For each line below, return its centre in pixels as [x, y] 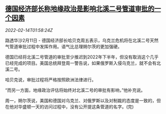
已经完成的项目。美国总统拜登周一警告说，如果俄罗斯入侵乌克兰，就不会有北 [83, 63]
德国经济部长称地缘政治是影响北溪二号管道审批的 [80, 9]
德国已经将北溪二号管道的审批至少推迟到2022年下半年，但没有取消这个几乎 [82, 57]
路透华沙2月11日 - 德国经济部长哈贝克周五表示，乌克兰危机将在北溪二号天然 [82, 40]
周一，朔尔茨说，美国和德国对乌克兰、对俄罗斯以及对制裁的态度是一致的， [81, 100]
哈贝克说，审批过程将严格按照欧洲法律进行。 [51, 80]
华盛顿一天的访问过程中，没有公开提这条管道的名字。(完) [76, 107]
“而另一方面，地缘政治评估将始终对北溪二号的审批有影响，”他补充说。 [75, 90]
